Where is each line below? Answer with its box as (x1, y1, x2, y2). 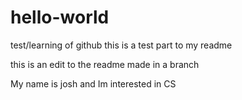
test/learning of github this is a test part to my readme (10, 39, 233, 51)
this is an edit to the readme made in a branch (10, 58, 200, 70)
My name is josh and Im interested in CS (10, 77, 177, 90)
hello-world (10, 6, 110, 29)
